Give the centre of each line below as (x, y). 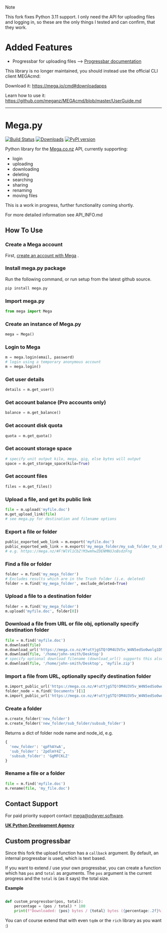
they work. (16, 27)
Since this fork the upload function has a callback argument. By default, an (82, 853)
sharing (20, 185)
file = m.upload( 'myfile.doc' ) (38, 510)
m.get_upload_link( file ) (31, 514)
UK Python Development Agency (40, 826)
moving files (25, 195)
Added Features (39, 47)
